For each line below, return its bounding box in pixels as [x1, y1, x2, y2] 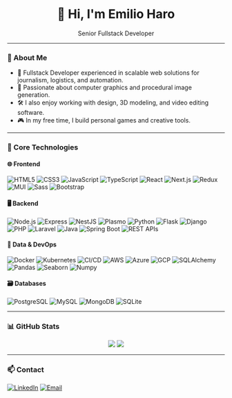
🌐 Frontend [7, 159, 40, 168]
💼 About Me [7, 53, 48, 62]
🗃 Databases [7, 280, 46, 288]
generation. [17, 91, 50, 99]
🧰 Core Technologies [7, 143, 79, 152]
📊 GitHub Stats [7, 321, 60, 331]
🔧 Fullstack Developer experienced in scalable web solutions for [17, 69, 200, 77]
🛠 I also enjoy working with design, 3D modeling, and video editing [17, 98, 209, 107]
